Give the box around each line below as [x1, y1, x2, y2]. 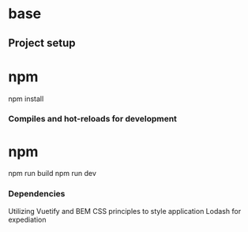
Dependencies [8, 189, 66, 200]
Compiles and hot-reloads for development [8, 114, 178, 125]
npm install [8, 94, 44, 103]
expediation [8, 215, 47, 224]
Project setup [8, 36, 77, 50]
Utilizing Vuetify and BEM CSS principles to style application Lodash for [8, 206, 242, 215]
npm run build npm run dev [8, 169, 97, 178]
